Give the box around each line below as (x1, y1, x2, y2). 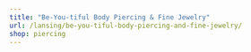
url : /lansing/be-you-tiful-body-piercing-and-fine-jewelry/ (9, 21, 243, 30)
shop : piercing (9, 29, 66, 38)
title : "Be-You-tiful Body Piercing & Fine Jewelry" (9, 12, 211, 22)
